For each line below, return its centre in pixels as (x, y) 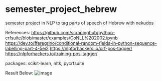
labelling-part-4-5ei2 (27, 48)
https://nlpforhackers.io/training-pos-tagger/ (51, 54)
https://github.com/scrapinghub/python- (73, 32)
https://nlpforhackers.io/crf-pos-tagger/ (91, 48)
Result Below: (19, 73)
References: (18, 32)
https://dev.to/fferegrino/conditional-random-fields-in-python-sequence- (81, 43)
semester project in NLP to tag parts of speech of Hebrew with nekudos (79, 23)
